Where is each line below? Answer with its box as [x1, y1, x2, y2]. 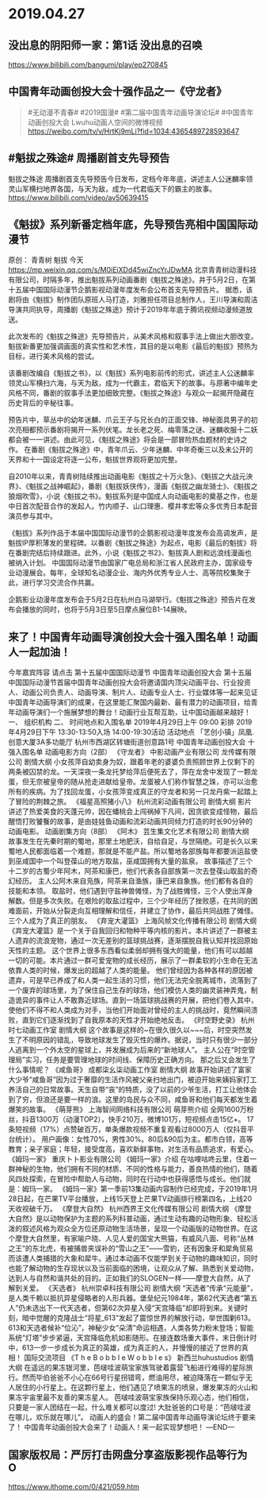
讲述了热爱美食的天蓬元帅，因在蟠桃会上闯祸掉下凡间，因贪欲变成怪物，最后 [8, 807, 258, 817]
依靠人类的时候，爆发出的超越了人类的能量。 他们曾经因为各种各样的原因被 [8, 966, 253, 976]
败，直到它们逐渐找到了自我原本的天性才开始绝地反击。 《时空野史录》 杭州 [8, 1015, 255, 1025]
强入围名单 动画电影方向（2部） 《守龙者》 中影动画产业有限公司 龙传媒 [8, 748, 243, 757]
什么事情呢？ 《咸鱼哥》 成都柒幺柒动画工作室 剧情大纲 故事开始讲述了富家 [8, 1065, 252, 1075]
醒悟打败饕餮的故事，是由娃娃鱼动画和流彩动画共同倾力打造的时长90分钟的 [8, 817, 253, 826]
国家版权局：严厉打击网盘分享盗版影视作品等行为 [8, 1447, 248, 1462]
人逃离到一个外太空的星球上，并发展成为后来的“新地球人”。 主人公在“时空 [8, 1045, 249, 1055]
